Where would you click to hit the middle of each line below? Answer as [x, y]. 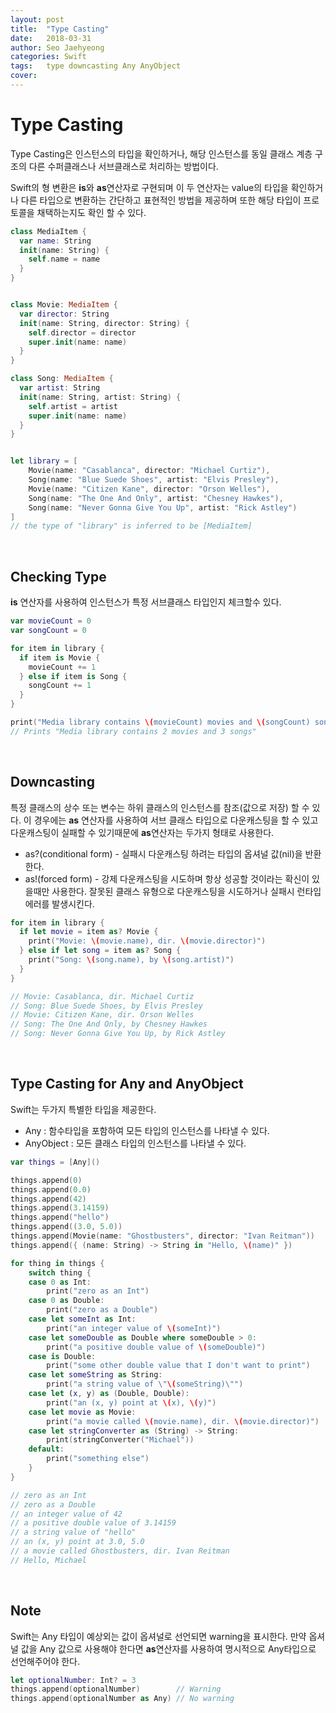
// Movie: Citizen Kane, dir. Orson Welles [102, 1015]
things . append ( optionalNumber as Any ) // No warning [122, 1699]
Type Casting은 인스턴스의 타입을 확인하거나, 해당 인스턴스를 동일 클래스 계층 [161, 153]
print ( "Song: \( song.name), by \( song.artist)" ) [131, 960]
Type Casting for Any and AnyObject [127, 1084]
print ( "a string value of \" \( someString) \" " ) [145, 1384]
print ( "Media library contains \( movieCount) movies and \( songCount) [160, 722]
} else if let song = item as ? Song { [100, 951]
